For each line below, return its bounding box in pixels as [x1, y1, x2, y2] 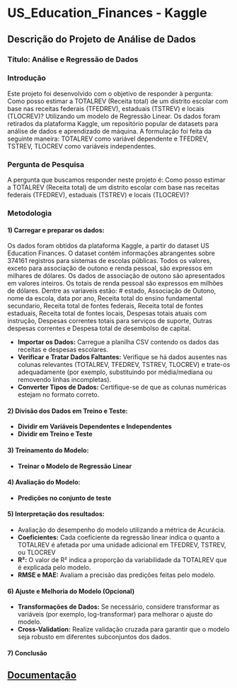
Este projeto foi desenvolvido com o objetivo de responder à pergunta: [7, 89, 214, 98]
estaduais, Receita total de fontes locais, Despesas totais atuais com [7, 309, 207, 317]
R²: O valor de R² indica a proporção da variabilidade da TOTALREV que [17, 556, 228, 564]
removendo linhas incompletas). [17, 375, 112, 384]
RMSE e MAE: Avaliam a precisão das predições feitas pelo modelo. [17, 571, 216, 579]
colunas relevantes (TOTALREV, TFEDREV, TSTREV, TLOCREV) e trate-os [17, 361, 231, 369]
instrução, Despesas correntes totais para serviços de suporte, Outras [7, 317, 212, 325]
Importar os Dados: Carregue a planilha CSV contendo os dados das [17, 338, 219, 346]
